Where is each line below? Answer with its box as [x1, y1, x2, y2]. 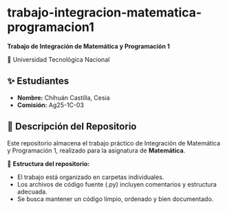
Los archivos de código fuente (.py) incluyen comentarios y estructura [17, 180, 217, 188]
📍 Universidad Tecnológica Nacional [7, 55, 110, 63]
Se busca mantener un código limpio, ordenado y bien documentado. [17, 194, 214, 203]
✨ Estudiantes [7, 75, 69, 87]
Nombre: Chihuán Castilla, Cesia [17, 93, 110, 102]
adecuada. [17, 187, 47, 196]
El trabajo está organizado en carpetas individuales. [17, 173, 164, 181]
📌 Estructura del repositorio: [7, 159, 90, 167]
